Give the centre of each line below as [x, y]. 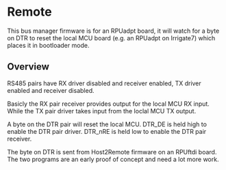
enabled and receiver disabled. [51, 90]
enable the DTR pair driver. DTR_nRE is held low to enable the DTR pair [107, 131]
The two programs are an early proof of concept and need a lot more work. [113, 159]
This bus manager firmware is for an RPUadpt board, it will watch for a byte [113, 31]
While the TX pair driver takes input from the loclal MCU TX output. [102, 111]
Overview [28, 67]
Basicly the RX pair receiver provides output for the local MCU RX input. [109, 104]
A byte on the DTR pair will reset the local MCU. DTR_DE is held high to [107, 124]
